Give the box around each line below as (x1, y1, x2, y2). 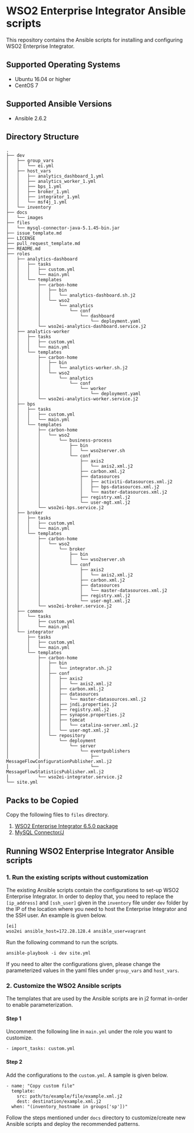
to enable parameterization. (6, 1002, 73, 1009)
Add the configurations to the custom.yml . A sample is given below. (6, 1071, 168, 1079)
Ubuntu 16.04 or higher (14, 75, 71, 82)
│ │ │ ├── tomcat (6, 717, 86, 723)
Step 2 (6, 1058, 22, 1065)
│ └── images (6, 215, 44, 221)
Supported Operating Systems (6, 60, 121, 70)
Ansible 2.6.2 (14, 114, 47, 122)
